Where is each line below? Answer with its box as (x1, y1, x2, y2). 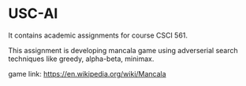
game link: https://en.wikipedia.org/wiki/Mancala (8, 69, 167, 78)
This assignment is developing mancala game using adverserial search (8, 45, 238, 55)
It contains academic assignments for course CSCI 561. (8, 30, 188, 40)
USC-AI (8, 5, 58, 23)
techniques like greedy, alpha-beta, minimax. (8, 54, 155, 63)
